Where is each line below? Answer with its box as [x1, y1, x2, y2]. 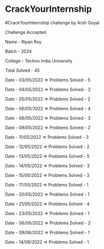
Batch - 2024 [5, 48, 32, 54]
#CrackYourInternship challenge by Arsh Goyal [5, 20, 100, 26]
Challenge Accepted [5, 29, 46, 35]
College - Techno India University [5, 58, 73, 63]
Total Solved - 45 [5, 67, 40, 73]
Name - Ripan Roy [5, 38, 42, 45]
